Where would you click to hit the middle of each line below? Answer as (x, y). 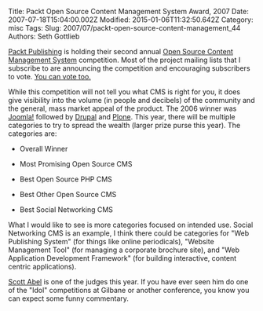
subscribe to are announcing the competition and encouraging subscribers (129, 68)
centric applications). (42, 267)
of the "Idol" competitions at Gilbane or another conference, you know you (129, 290)
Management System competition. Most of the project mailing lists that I (124, 60)
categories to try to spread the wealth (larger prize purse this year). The (124, 125)
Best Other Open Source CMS (68, 194)
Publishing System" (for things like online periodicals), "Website (111, 241)
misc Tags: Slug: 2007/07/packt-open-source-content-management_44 (124, 28)
